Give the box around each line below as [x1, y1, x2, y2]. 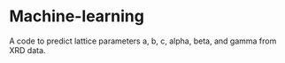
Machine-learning [9, 6, 144, 27]
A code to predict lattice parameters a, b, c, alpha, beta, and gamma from [9, 35, 277, 46]
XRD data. [9, 44, 46, 55]
